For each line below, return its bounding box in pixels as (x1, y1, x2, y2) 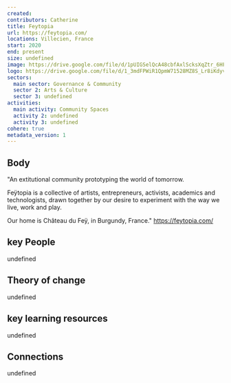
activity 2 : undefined (13, 112, 78, 119)
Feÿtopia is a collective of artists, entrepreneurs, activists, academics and (7, 188, 215, 197)
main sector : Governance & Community (13, 80, 122, 87)
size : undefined (7, 55, 54, 62)
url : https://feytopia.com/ (7, 29, 88, 36)
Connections (7, 351, 64, 362)
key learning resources (7, 313, 108, 325)
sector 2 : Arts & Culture (13, 87, 88, 94)
